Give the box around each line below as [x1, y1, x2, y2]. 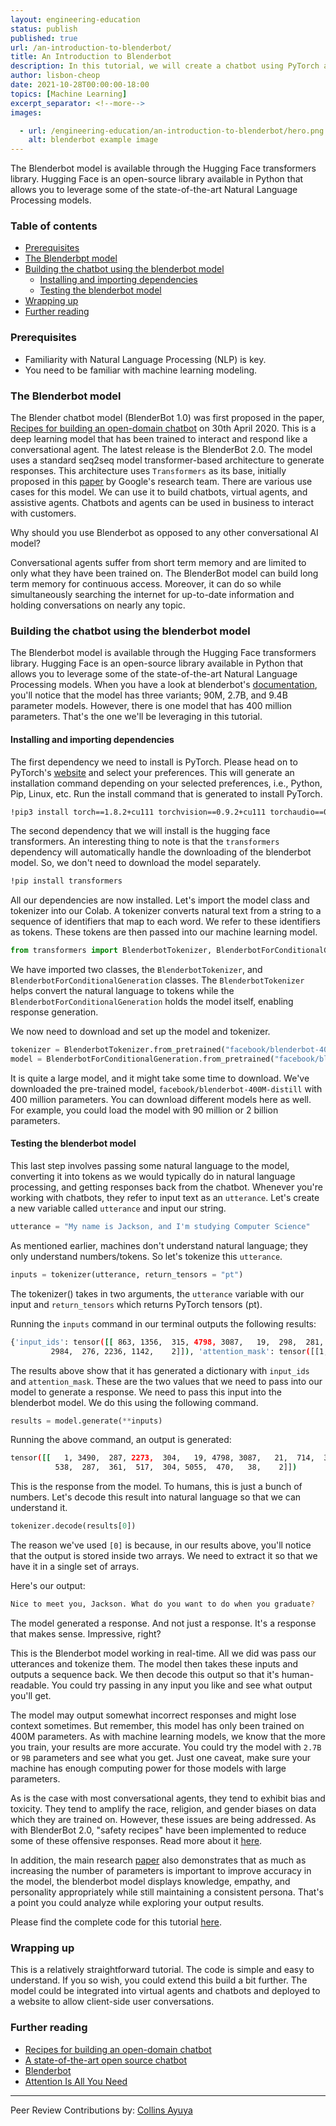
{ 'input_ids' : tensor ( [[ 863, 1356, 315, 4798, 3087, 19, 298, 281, [10, 1337, 325, 1347]
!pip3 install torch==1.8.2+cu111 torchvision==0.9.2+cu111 [10, 807, 267, 817]
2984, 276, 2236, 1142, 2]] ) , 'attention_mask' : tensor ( [50, 1346, 311, 1356]
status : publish [10, 24, 78, 34]
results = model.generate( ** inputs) [10, 1416, 163, 1426]
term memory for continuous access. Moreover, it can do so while [10, 578, 282, 590]
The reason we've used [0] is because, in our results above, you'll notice [10, 1539, 312, 1551]
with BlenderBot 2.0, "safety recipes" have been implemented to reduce [10, 1824, 307, 1836]
